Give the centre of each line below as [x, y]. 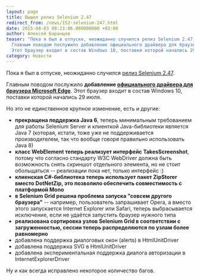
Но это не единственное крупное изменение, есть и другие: [83, 108]
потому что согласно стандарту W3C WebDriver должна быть [93, 158]
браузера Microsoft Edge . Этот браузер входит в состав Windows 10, [94, 90]
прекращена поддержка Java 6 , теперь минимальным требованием [103, 120]
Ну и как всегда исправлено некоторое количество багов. [81, 270]
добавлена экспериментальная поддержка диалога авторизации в [100, 253]
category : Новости [29, 56]
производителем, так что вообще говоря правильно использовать [99, 139]
